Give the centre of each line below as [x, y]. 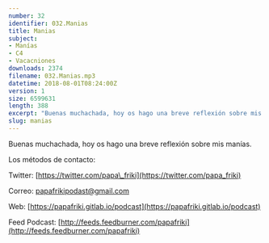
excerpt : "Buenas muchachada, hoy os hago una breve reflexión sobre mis [135, 114]
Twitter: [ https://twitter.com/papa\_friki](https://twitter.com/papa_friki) [125, 175]
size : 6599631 [32, 98]
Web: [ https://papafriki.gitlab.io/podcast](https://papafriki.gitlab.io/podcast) [134, 206]
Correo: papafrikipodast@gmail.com [69, 191]
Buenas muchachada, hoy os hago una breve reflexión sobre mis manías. [130, 144]
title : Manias [32, 31]
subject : [23, 38]
